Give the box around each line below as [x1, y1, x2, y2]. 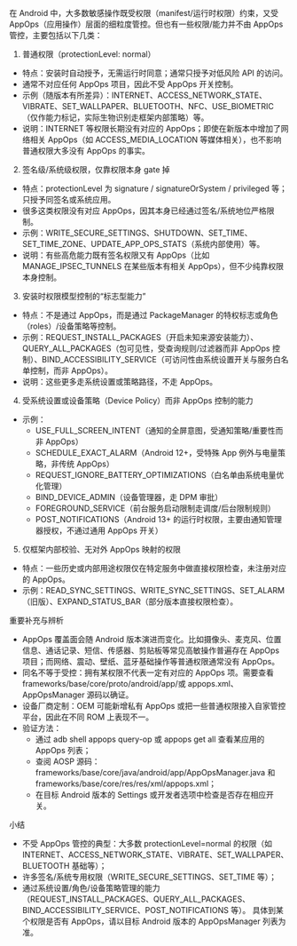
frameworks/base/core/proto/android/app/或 [21, 679, 186, 688]
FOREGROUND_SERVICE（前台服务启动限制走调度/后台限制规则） [35, 503, 277, 513]
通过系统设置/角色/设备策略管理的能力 [21, 883, 160, 893]
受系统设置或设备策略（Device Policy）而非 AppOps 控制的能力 [21, 395, 254, 406]
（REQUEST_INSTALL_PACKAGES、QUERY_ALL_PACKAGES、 [21, 894, 251, 904]
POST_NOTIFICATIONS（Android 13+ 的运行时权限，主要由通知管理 [35, 514, 282, 524]
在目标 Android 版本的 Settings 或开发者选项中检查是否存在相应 [35, 790, 267, 799]
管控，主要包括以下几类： [9, 30, 103, 40]
